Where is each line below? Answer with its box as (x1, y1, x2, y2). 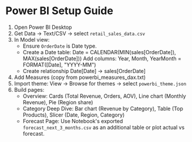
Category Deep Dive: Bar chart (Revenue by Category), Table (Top (22, 105, 183, 112)
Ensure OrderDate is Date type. (22, 42, 97, 49)
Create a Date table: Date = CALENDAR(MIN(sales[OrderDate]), (22, 48, 177, 55)
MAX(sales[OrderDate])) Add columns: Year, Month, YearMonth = (22, 55, 181, 62)
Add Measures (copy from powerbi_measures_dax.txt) (14, 74, 146, 81)
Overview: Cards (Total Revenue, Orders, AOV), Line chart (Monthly (22, 93, 186, 100)
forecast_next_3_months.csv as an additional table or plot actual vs (22, 124, 185, 131)
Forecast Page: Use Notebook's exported (22, 117, 123, 124)
